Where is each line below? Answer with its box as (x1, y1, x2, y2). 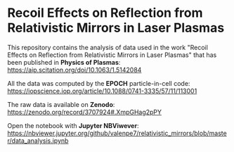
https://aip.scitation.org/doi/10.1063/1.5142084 (7, 65, 142, 74)
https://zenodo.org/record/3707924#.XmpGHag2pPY (7, 108, 162, 116)
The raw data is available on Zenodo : (7, 100, 115, 108)
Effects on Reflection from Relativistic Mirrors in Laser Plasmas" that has (7, 51, 217, 59)
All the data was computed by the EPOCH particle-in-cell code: (7, 79, 190, 87)
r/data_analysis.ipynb (7, 136, 69, 145)
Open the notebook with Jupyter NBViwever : (7, 121, 139, 129)
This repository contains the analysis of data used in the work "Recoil (7, 43, 209, 51)
